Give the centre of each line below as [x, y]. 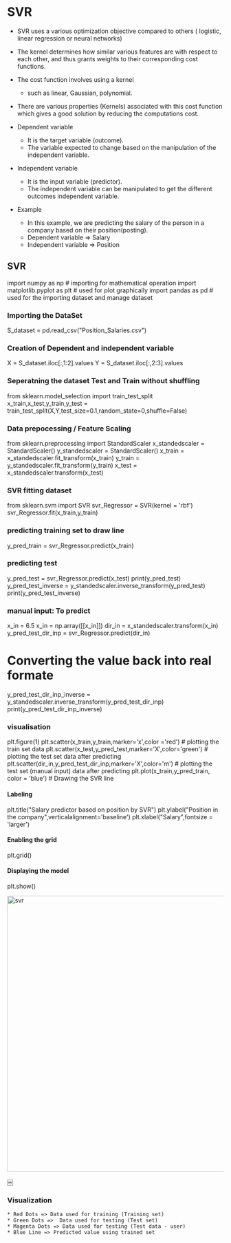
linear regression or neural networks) [69, 38]
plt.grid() [20, 855]
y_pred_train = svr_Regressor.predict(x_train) [70, 545]
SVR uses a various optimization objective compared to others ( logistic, [119, 31]
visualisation [29, 726]
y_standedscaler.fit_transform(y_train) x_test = [72, 465]
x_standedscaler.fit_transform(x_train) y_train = [73, 457]
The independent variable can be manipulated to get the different [120, 188]
